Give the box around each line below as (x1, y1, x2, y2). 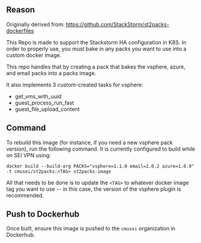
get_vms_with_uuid (14, 92, 62, 100)
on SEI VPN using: (6, 151, 51, 158)
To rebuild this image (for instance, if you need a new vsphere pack (6, 139, 173, 146)
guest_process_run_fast (14, 99, 74, 106)
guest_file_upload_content (14, 105, 80, 113)
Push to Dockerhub (6, 209, 80, 220)
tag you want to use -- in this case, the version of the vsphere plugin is (6, 185, 181, 193)
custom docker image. (6, 51, 62, 59)
